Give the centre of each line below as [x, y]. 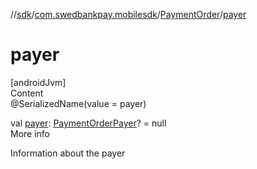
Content [27, 93]
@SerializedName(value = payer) [78, 103]
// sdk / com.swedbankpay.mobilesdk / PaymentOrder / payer [128, 14]
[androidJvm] [38, 82]
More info [30, 133]
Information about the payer [68, 153]
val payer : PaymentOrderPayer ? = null [88, 123]
